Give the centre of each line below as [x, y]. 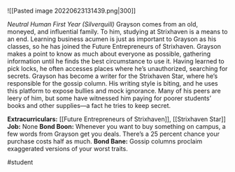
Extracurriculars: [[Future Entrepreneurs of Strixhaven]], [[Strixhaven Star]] [116, 119]
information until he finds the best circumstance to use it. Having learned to [116, 61]
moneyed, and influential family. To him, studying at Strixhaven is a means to [117, 32]
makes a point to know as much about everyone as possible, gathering [109, 54]
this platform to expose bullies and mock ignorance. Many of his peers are [114, 91]
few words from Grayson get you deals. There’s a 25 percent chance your [114, 134]
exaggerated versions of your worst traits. [67, 149]
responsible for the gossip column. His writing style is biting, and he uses [113, 83]
